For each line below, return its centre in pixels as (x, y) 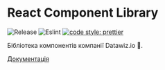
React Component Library (83, 13)
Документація (28, 59)
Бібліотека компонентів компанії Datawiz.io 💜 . (75, 45)
